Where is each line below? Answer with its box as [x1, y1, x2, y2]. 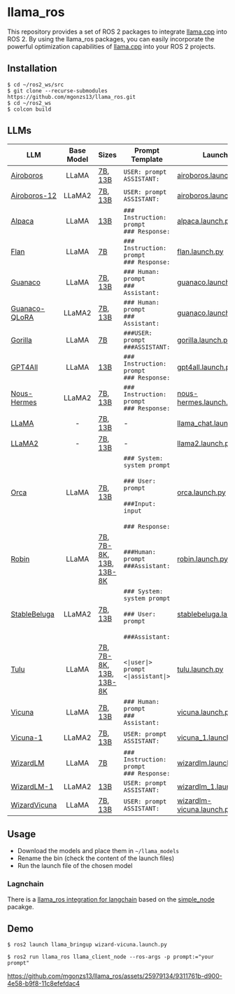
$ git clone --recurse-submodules [7, 87, 108, 95]
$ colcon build [7, 106, 52, 113]
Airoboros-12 [10, 191, 57, 200]
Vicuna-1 [10, 733, 43, 743]
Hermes [10, 397, 37, 407]
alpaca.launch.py [177, 216, 234, 226]
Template [131, 154, 163, 164]
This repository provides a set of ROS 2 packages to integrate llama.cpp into [7, 27, 227, 36]
